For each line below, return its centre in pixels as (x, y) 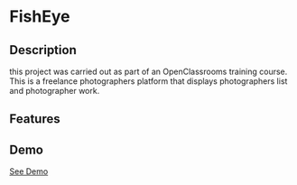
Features (35, 119)
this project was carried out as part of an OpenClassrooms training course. (148, 71)
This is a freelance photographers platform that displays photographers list (148, 81)
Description (43, 50)
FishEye (40, 17)
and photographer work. (55, 91)
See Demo (29, 171)
